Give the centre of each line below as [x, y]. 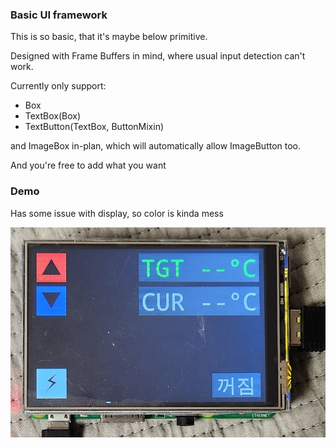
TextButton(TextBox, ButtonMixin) [94, 127]
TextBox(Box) [53, 116]
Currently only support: [58, 86]
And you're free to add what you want [88, 165]
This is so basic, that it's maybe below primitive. [109, 37]
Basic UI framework [59, 15]
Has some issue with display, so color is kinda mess [117, 213]
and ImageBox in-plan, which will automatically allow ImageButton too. [156, 146]
